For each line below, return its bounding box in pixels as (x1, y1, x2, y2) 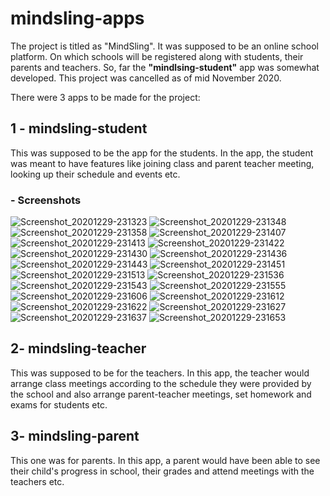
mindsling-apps (10, 7, 145, 30)
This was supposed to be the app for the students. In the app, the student (10, 147, 314, 159)
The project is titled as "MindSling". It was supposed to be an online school (10, 40, 319, 52)
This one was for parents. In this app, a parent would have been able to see (10, 454, 321, 466)
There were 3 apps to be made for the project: (10, 91, 201, 103)
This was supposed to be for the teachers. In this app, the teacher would (10, 367, 310, 379)
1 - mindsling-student (10, 120, 148, 137)
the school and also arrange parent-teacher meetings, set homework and (10, 388, 312, 400)
